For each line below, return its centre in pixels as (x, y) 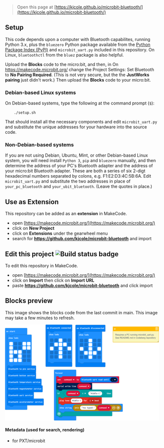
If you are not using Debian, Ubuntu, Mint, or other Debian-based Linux (76, 155)
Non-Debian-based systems (40, 145)
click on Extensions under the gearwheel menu (60, 233)
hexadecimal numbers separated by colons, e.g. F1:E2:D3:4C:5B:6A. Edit (78, 176)
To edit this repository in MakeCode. (41, 266)
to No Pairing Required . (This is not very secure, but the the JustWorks (77, 75)
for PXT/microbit (29, 441)
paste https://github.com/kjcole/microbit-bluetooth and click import (82, 285)
